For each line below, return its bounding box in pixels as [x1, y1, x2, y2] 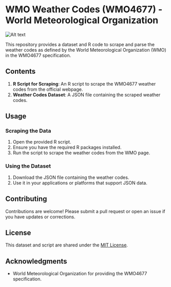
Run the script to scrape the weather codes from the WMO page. [12, 150, 150, 156]
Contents [5, 67, 36, 76]
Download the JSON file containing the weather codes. [12, 174, 129, 180]
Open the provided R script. [12, 139, 71, 145]
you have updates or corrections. [5, 214, 75, 220]
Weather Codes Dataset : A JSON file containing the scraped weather [12, 91, 161, 98]
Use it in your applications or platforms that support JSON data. [12, 179, 147, 186]
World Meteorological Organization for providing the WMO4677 [12, 271, 147, 277]
